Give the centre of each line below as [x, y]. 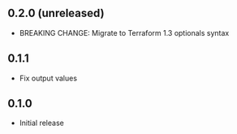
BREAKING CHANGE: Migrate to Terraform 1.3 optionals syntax [124, 32]
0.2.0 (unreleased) [56, 13]
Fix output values [48, 78]
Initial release [41, 123]
